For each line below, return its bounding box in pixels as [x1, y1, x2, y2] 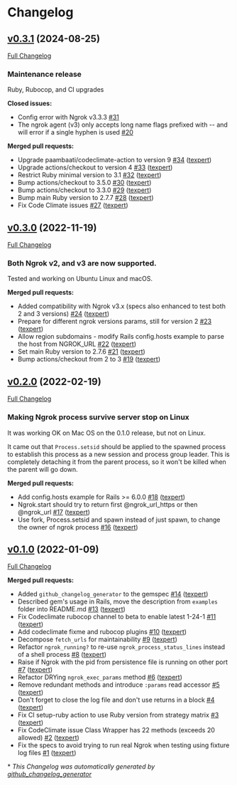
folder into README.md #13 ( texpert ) [17, 605, 126, 613]
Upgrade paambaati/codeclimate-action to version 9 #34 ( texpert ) [17, 156, 212, 164]
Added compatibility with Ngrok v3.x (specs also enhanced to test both [17, 302, 226, 310]
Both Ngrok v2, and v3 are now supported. [7, 258, 157, 268]
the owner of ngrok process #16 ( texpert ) [17, 522, 138, 531]
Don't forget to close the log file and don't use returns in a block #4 [17, 695, 215, 705]
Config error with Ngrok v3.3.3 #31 [17, 113, 119, 122]
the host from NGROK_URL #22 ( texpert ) [17, 339, 137, 349]
